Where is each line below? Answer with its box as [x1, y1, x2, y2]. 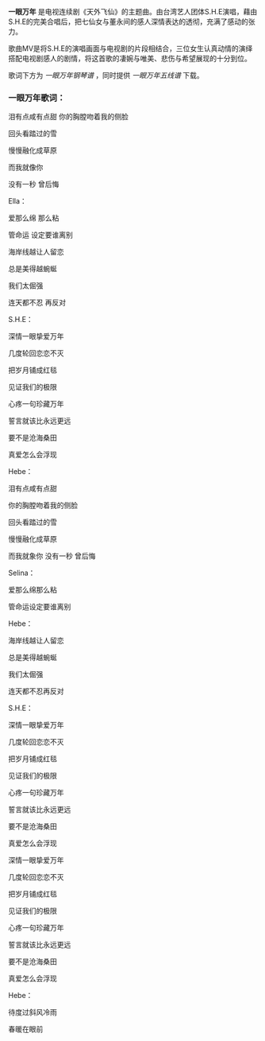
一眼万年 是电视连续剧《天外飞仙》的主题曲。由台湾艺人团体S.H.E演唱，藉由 [8, 7, 258, 16]
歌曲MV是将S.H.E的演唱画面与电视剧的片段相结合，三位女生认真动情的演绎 [8, 44, 253, 53]
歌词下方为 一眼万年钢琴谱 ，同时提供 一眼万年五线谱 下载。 [8, 71, 204, 80]
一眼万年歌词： [8, 92, 66, 103]
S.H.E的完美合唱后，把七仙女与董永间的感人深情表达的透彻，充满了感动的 [8, 17, 248, 26]
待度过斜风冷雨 [8, 1008, 57, 1017]
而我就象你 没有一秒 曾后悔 [8, 551, 96, 561]
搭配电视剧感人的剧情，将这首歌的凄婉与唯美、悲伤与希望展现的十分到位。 [8, 54, 252, 63]
